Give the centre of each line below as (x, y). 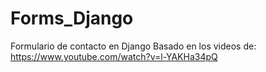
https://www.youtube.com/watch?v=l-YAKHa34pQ (114, 56)
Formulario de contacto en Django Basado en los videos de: (133, 46)
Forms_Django (72, 18)
